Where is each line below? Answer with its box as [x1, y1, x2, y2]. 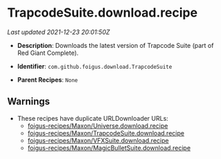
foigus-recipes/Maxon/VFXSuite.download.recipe [27, 136, 169, 144]
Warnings [7, 96, 51, 108]
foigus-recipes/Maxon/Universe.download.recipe [27, 122, 168, 130]
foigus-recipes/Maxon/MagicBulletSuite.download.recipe [27, 144, 191, 152]
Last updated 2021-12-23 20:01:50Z [7, 28, 110, 36]
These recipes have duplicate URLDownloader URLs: [17, 114, 168, 122]
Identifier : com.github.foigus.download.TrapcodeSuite [17, 62, 173, 70]
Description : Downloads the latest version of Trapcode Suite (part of [17, 41, 214, 49]
